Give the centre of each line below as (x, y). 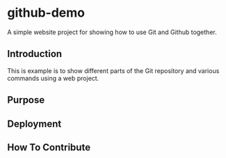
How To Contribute (49, 147)
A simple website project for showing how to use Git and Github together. (112, 32)
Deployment (34, 124)
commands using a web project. (53, 78)
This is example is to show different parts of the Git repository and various (113, 70)
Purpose (26, 100)
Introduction (35, 54)
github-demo (46, 13)
